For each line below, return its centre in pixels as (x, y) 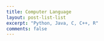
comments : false (27, 29)
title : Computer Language (39, 12)
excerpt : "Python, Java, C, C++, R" (52, 23)
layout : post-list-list (36, 17)
